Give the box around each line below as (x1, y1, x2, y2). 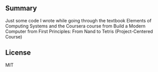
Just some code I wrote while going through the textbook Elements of (5, 17, 152, 23)
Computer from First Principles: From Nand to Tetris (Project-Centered (5, 28, 153, 34)
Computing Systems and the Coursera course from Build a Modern (5, 23, 146, 29)
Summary (5, 4, 37, 13)
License (5, 48, 31, 57)
